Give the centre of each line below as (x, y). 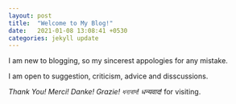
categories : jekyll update (54, 38)
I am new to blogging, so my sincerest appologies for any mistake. (118, 61)
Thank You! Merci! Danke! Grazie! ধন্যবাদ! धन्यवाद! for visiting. (105, 92)
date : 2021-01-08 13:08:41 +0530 (68, 30)
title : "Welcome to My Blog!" (61, 23)
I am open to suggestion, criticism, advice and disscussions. (108, 76)
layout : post (30, 16)
